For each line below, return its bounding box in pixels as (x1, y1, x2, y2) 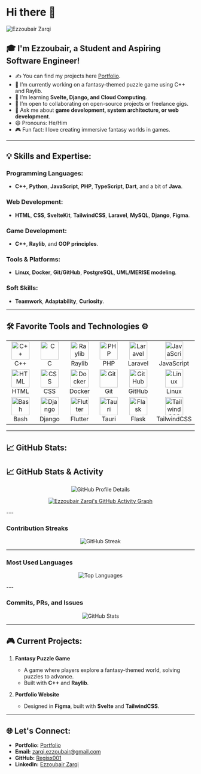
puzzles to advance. (23, 673, 74, 680)
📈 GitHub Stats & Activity (6, 467, 103, 477)
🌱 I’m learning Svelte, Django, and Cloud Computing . (14, 93, 148, 101)
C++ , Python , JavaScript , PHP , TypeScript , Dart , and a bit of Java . (14, 183, 183, 190)
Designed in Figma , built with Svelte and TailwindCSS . (23, 702, 160, 710)
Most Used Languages (6, 558, 73, 567)
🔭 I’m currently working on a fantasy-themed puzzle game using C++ (14, 81, 185, 88)
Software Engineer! (6, 56, 80, 66)
